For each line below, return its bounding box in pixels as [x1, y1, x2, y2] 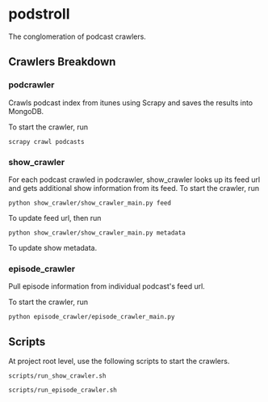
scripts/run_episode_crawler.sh [8, 386, 117, 395]
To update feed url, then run [8, 213, 102, 222]
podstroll [8, 5, 70, 23]
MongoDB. [8, 106, 44, 116]
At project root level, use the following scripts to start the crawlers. [8, 357, 230, 366]
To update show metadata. [8, 243, 98, 252]
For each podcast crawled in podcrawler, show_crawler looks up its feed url [8, 175, 261, 184]
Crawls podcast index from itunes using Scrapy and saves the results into [8, 98, 253, 108]
